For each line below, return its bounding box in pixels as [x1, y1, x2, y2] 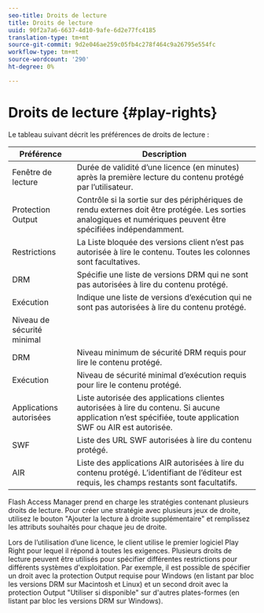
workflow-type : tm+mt [8, 48, 79, 56]
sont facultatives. [76, 256, 141, 267]
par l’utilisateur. [76, 181, 134, 192]
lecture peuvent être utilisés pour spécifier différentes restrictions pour [8, 554, 238, 563]
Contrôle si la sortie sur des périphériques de [76, 194, 244, 205]
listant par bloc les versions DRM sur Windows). [8, 596, 163, 605]
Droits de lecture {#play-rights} [8, 103, 218, 121]
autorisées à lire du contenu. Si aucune [76, 402, 221, 413]
